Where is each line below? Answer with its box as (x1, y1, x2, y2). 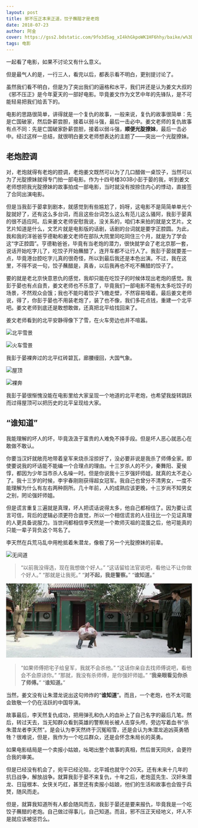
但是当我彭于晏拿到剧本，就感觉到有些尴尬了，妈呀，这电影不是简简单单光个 (6, 203, 192, 210)
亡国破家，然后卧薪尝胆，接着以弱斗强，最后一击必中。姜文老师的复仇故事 (11, 118, 192, 125)
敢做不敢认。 (6, 442, 37, 449)
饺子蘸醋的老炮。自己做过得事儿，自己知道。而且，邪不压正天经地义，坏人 (6, 808, 187, 815)
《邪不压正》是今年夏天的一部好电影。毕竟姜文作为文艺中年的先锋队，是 (6, 91, 181, 97)
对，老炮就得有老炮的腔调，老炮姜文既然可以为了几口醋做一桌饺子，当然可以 (6, 168, 192, 175)
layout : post (6, 9, 38, 15)
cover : (6, 34, 22, 41)
